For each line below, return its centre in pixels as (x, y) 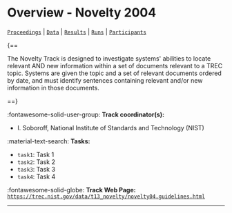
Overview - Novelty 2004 (82, 13)
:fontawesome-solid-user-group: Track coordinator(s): (86, 114)
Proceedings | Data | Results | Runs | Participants (77, 32)
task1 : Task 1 (36, 154)
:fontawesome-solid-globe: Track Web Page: (71, 190)
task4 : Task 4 (36, 176)
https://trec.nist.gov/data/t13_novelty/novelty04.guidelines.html (106, 196)
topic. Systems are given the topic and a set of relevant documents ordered (115, 73)
